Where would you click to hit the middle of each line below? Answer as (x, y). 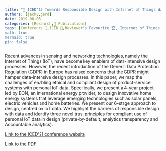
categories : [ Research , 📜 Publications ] (46, 24)
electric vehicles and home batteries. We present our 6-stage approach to (81, 103)
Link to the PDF (21, 144)
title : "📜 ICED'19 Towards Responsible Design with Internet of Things (80, 10)
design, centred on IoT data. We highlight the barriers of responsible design (82, 108)
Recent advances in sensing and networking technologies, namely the (77, 56)
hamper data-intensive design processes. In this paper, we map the (74, 77)
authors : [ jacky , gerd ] (28, 14)
